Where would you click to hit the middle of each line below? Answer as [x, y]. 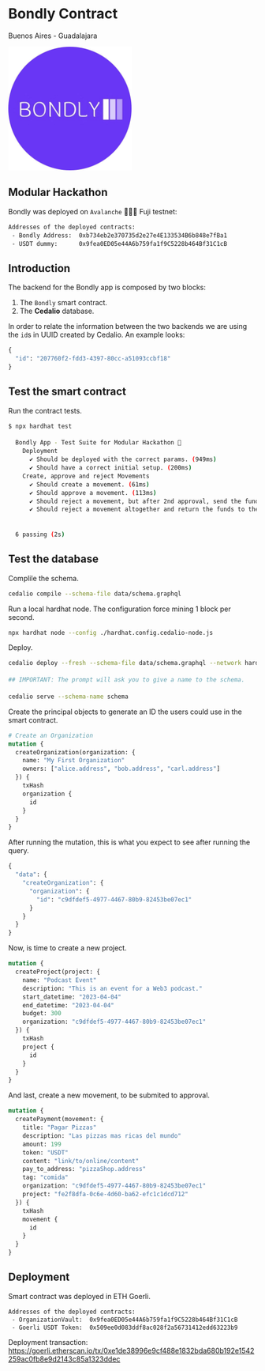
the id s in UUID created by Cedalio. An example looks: [97, 335]
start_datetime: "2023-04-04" [72, 997]
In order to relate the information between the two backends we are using [128, 327]
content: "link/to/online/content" [81, 1161]
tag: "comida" [45, 1178]
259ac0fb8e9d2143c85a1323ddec [64, 1359]
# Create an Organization [50, 735]
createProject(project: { [58, 972]
